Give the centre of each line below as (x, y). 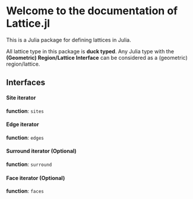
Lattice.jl (28, 23)
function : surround (29, 164)
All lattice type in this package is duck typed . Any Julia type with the (90, 51)
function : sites (25, 111)
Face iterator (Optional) (36, 178)
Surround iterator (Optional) (42, 151)
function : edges (25, 137)
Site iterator (21, 97)
